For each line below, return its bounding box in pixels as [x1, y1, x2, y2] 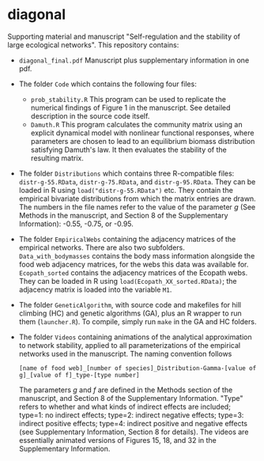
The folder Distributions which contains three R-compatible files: [18, 168, 235, 178]
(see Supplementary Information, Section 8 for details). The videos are [18, 427, 249, 436]
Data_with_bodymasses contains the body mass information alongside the [18, 251, 255, 260]
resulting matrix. [30, 153, 85, 163]
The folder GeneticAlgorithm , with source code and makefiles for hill [18, 300, 242, 309]
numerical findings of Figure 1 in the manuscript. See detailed [30, 103, 231, 112]
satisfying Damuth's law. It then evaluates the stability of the [30, 145, 227, 154]
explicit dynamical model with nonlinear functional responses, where [30, 128, 255, 138]
